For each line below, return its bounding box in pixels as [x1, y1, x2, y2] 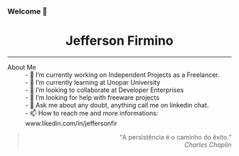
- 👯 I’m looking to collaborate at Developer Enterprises [25, 85, 184, 94]
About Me [7, 63, 37, 71]
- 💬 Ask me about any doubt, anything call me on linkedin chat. [25, 100, 209, 109]
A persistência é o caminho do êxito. [122, 132, 229, 141]
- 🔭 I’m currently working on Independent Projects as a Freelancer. [25, 71, 220, 79]
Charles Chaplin [184, 140, 232, 149]
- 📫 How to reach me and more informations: [25, 108, 159, 117]
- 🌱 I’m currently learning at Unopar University [25, 78, 161, 86]
